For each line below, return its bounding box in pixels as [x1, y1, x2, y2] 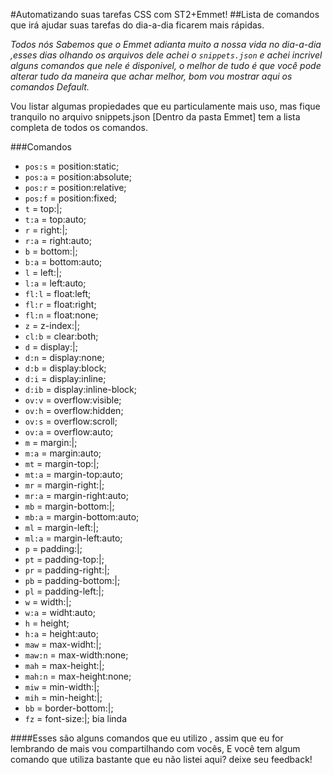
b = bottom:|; [24, 245, 78, 257]
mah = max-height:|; [24, 660, 105, 671]
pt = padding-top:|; [24, 554, 105, 565]
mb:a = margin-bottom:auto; [24, 511, 140, 523]
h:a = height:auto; [24, 628, 99, 639]
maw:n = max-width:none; [24, 649, 129, 661]
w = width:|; [24, 596, 72, 608]
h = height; [24, 617, 70, 629]
